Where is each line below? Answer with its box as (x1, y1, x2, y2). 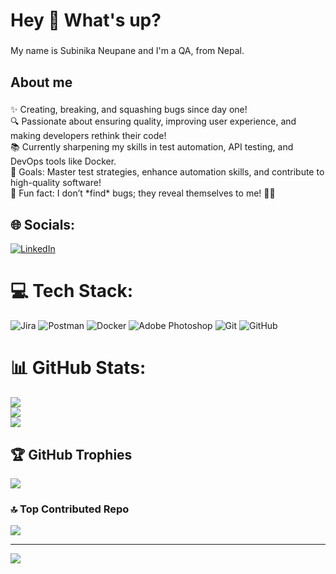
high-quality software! (10, 177, 102, 189)
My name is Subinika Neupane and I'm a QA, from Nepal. (10, 45, 245, 57)
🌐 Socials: (10, 216, 76, 233)
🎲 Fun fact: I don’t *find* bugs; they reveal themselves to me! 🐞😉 (10, 187, 276, 199)
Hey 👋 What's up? (10, 9, 162, 32)
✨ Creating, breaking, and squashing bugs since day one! (10, 104, 248, 116)
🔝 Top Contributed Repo (10, 502, 130, 516)
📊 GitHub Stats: (10, 357, 147, 379)
